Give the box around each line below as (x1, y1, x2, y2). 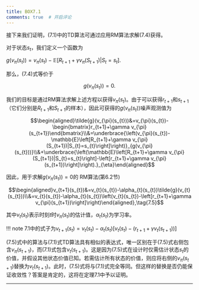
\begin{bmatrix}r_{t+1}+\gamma (52, 123, 130, 130)
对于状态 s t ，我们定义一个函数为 (6, 44, 84, 52)
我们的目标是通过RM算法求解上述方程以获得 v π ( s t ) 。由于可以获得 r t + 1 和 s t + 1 (6, 95, 189, 104)
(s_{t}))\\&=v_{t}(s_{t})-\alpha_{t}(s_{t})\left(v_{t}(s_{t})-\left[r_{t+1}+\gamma (7, 193, 192, 200)
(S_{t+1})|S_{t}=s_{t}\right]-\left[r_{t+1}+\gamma (32, 155, 150, 162)
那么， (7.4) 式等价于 (6, 71, 54, 78)
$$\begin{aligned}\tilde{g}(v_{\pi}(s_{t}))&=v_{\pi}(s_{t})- (30, 117, 169, 125)
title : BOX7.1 (6, 8, 41, 15)
